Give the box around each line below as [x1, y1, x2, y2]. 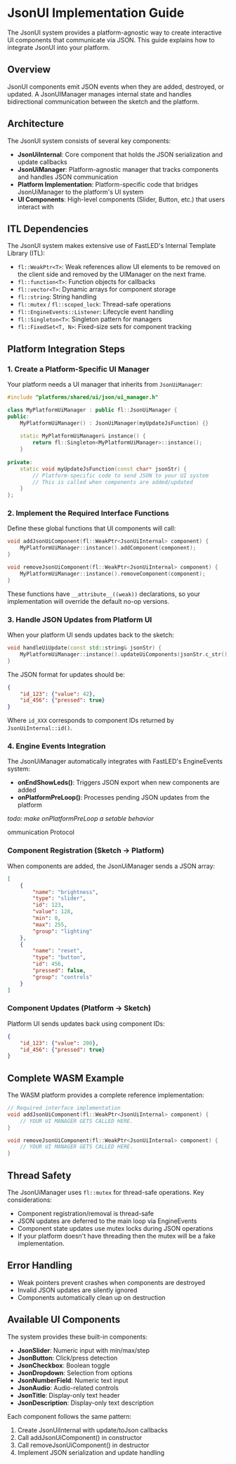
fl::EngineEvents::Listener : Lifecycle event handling [17, 308, 174, 316]
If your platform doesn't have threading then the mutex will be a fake [17, 1232, 216, 1241]
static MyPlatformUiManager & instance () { [20, 433, 146, 440]
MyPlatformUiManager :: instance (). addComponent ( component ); [20, 545, 197, 552]
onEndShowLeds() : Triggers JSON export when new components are [17, 778, 220, 787]
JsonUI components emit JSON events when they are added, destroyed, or [7, 82, 225, 91]
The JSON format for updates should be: [7, 670, 125, 678]
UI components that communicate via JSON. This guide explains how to [7, 35, 216, 44]
